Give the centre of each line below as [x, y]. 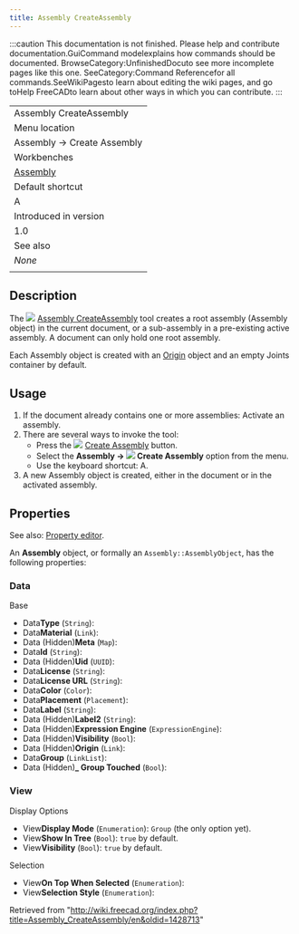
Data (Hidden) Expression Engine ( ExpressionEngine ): [122, 729]
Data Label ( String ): [59, 710]
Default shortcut [48, 187]
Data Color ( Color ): [57, 690]
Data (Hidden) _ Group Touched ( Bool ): [95, 767]
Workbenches [44, 157]
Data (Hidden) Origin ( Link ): [74, 748]
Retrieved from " [40, 910]
